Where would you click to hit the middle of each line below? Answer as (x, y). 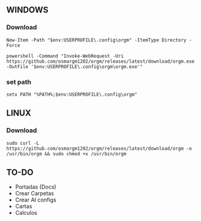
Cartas (23, 206)
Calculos (26, 213)
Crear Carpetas (34, 194)
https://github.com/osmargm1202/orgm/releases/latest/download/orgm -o (99, 149)
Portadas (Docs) (36, 187)
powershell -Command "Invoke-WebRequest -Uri (65, 56)
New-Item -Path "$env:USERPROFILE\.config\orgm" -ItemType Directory (97, 40)
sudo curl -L (23, 143)
